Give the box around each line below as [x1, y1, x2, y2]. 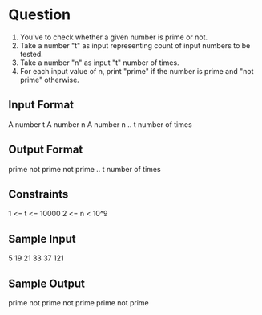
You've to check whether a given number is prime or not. [19, 32, 208, 42]
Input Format [8, 98, 75, 112]
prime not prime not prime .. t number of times [8, 164, 162, 174]
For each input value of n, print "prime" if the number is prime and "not [19, 66, 254, 76]
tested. [19, 49, 44, 59]
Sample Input [8, 231, 76, 246]
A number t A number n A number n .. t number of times [8, 119, 192, 129]
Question [8, 6, 71, 24]
